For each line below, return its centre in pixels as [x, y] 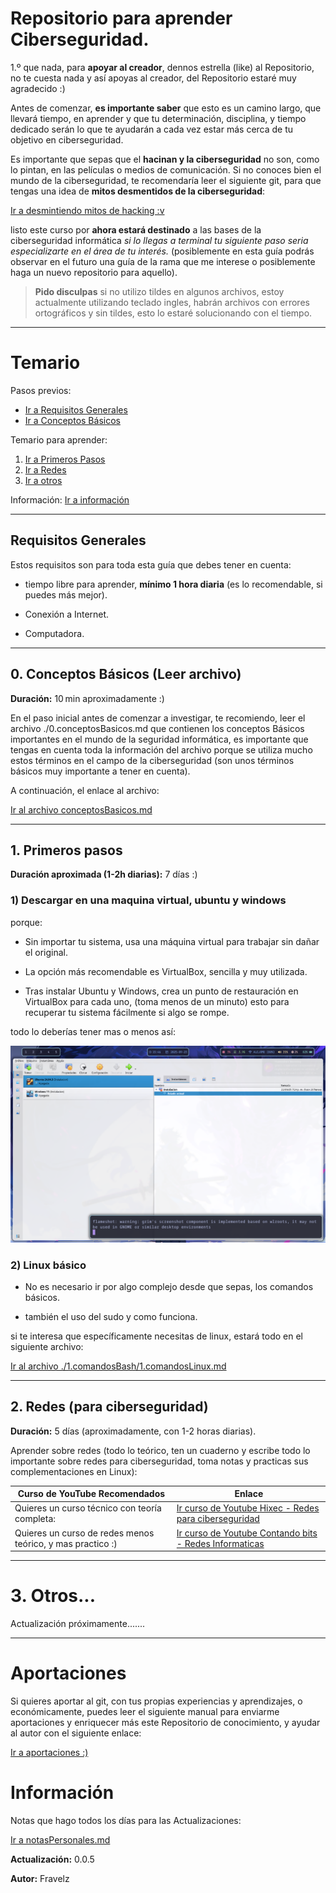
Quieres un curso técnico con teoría [88, 1508]
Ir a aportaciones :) [49, 1753]
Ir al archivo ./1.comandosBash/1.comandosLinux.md [118, 1366]
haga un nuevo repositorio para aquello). [94, 272]
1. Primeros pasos [66, 850]
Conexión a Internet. [67, 614]
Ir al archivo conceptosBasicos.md [81, 809]
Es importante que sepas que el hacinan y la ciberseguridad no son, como [165, 159]
